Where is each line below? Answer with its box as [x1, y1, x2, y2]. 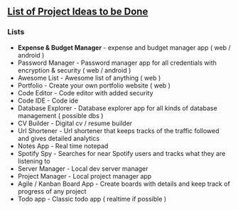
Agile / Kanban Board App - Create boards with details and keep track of [17, 179, 231, 188]
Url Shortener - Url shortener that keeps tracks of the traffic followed [17, 126, 220, 135]
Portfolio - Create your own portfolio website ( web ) [17, 81, 171, 90]
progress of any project [17, 187, 87, 195]
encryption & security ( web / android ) [17, 65, 131, 74]
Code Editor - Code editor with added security [17, 88, 154, 97]
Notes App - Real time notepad [17, 142, 109, 150]
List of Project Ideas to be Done [7, 6, 148, 18]
